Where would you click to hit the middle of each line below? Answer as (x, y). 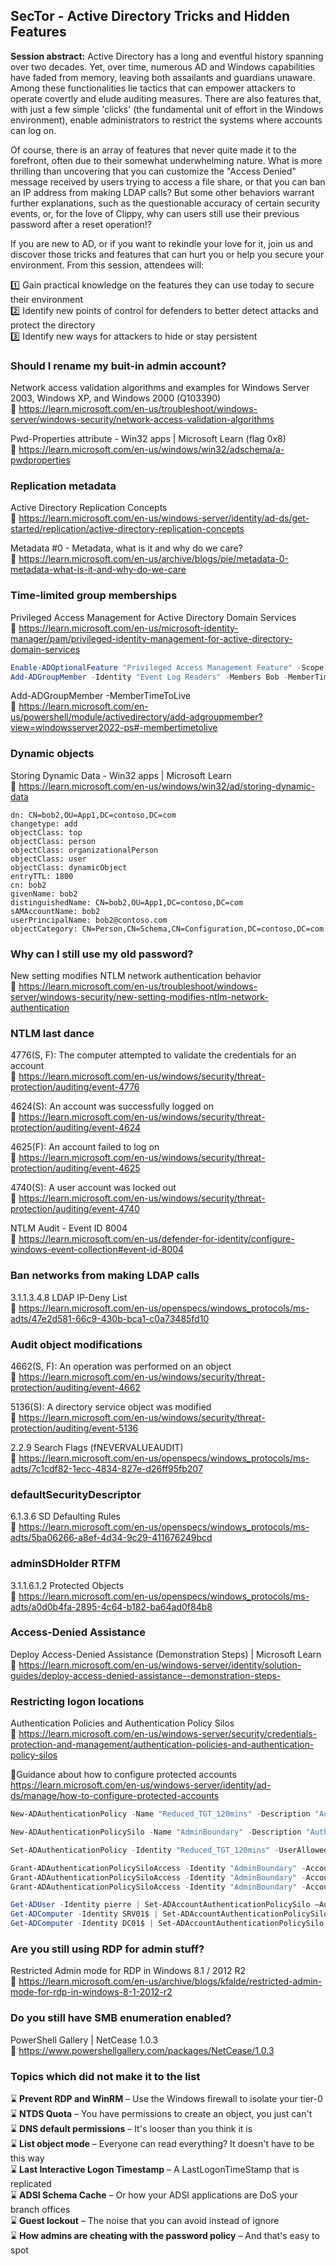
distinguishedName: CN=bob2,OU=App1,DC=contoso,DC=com (127, 902)
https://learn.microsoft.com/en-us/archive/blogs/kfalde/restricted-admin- (170, 1981)
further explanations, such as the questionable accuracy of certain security (165, 203)
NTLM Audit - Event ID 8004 (69, 1228)
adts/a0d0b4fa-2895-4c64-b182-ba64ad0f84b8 (111, 1606)
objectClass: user (48, 859)
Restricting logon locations (77, 1701)
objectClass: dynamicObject (69, 867)
